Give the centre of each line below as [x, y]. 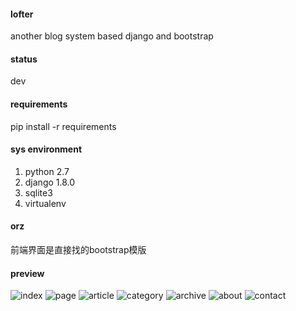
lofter [22, 14]
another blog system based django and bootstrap [112, 36]
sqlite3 [38, 192]
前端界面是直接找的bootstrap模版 [78, 250]
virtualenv [45, 203]
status [24, 59]
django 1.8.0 [50, 182]
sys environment [46, 149]
